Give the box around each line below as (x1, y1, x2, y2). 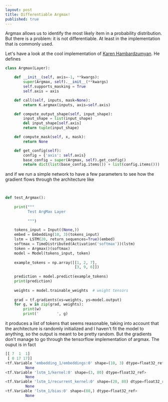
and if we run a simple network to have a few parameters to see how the (5, 171, 154, 177)
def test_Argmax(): (5, 195, 46, 200)
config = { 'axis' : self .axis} (23, 153, 86, 158)
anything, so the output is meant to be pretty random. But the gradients (5, 331, 152, 337)
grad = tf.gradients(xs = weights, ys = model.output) (14, 297, 122, 302)
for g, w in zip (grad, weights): (14, 302, 84, 307)
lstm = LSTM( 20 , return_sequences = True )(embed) (14, 237, 115, 242)
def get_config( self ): (14, 148, 61, 153)
